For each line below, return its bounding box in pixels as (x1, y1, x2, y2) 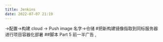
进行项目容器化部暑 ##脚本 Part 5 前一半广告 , (5, 31, 97, 37)
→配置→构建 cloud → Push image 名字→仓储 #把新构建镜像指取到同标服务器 (5, 25, 158, 31)
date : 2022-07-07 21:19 (5, 12, 53, 16)
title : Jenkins (5, 7, 36, 12)
